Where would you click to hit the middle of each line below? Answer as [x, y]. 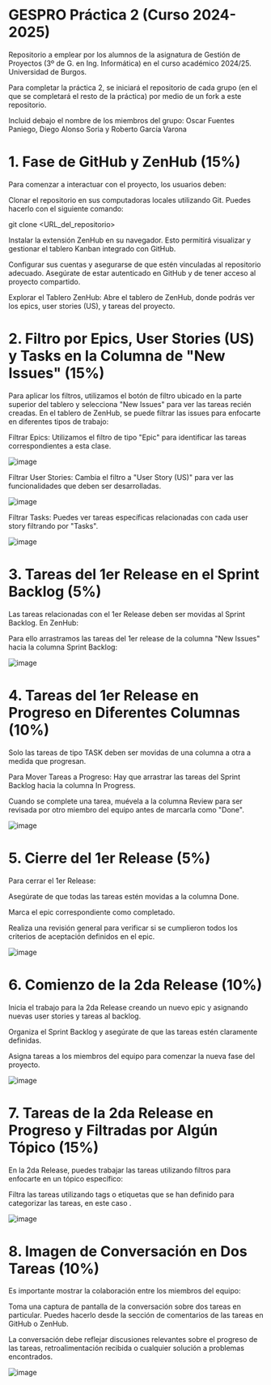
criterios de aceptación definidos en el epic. [82, 936]
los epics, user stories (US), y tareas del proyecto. [92, 306]
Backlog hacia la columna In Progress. [72, 785]
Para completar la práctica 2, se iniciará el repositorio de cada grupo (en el [133, 88]
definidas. [25, 1040]
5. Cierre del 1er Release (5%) [110, 858]
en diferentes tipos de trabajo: [59, 421]
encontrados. [31, 1357]
